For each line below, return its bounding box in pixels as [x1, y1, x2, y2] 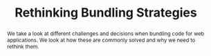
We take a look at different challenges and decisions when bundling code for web [6, 30, 205, 37]
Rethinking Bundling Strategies [15, 5, 197, 21]
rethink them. [6, 43, 39, 50]
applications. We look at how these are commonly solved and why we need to [6, 36, 196, 44]
